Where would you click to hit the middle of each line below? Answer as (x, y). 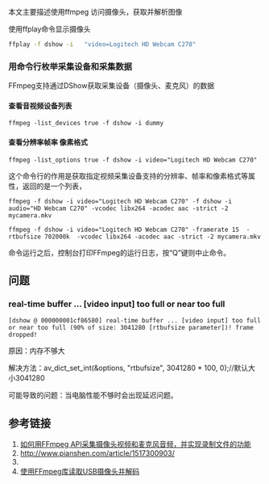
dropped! (23, 335)
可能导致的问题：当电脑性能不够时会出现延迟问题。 (93, 395)
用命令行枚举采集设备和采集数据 (70, 66)
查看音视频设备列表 (40, 105)
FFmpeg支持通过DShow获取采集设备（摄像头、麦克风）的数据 (112, 86)
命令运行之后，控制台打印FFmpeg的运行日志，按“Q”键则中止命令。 (120, 252)
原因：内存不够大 (37, 351)
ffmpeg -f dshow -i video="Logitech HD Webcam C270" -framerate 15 (124, 229)
